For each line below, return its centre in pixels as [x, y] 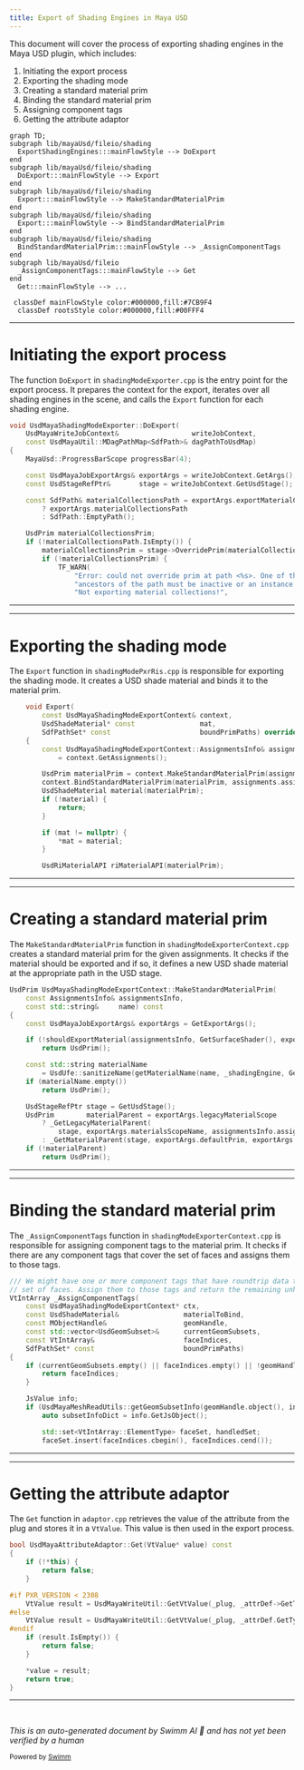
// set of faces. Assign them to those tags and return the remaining [145, 1289]
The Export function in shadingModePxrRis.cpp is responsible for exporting [147, 671]
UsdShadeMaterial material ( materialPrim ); [123, 791]
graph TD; [28, 136]
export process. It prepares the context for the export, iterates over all [139, 389]
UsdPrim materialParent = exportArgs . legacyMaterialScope [152, 1115]
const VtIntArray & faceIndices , [129, 1340]
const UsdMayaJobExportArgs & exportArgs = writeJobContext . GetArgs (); [161, 475]
